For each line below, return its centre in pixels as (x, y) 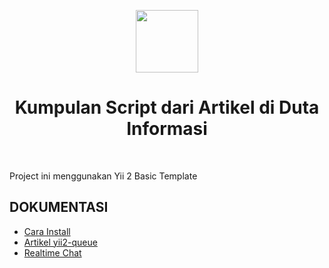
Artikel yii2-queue (60, 242)
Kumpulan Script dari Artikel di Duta (167, 107)
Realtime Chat (52, 252)
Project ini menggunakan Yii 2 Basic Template (103, 176)
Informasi (167, 129)
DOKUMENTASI (59, 207)
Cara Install (47, 231)
